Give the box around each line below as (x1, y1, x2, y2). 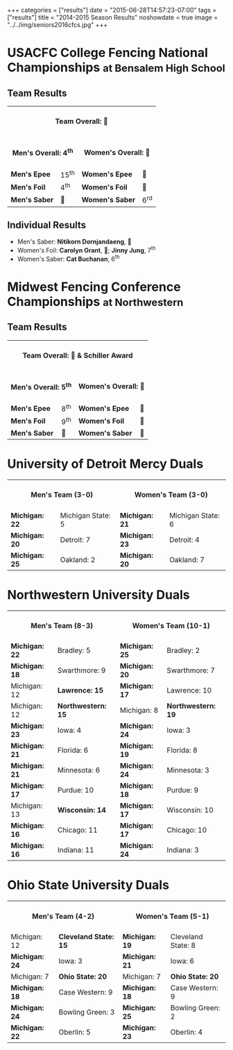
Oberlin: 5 (58, 1027, 92, 1037)
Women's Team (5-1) (135, 911, 209, 921)
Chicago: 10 (166, 825, 207, 835)
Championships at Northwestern (7, 294, 184, 310)
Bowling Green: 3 (58, 1007, 115, 1017)
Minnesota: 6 (57, 765, 101, 775)
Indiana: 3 (166, 845, 199, 855)
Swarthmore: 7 (166, 666, 215, 675)
